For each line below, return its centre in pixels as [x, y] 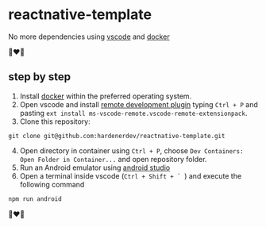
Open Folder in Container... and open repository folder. [113, 159]
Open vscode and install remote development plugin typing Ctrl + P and [139, 104]
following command [52, 184]
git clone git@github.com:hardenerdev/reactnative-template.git [117, 136]
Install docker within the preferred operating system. [106, 96]
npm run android [35, 199]
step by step [40, 77]
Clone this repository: [55, 121]
